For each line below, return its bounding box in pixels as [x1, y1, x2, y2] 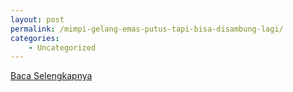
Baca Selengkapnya [10, 70, 93, 82]
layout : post [10, 14, 65, 25]
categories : [10, 33, 60, 43]
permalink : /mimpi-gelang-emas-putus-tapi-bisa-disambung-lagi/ [10, 24, 284, 34]
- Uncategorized [28, 42, 97, 53]
